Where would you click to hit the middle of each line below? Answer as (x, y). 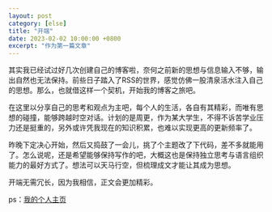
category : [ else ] (38, 23)
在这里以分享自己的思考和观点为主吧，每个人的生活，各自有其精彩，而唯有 (132, 108)
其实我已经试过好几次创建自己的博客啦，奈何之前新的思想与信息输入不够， (132, 70)
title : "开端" (31, 31)
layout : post (30, 16)
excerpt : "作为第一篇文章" (50, 46)
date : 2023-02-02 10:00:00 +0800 (65, 38)
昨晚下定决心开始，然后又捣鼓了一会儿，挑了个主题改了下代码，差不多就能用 (136, 145)
